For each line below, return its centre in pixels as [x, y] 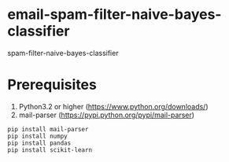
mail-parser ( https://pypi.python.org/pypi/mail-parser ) [106, 115]
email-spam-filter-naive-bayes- [114, 15]
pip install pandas [39, 143]
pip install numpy [37, 136]
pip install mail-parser [48, 129]
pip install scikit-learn [50, 150]
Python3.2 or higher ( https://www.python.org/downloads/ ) [114, 106]
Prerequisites [52, 85]
